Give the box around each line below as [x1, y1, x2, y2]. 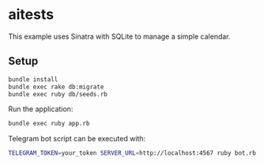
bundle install [8, 75, 58, 84]
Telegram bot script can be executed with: [8, 134, 146, 144]
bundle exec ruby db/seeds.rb [8, 90, 108, 98]
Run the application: [8, 104, 74, 114]
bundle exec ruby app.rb [8, 120, 90, 128]
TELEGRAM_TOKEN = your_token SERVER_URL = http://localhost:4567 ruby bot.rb [8, 149, 257, 157]
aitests [8, 6, 54, 24]
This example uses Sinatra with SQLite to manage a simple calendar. [8, 32, 231, 41]
